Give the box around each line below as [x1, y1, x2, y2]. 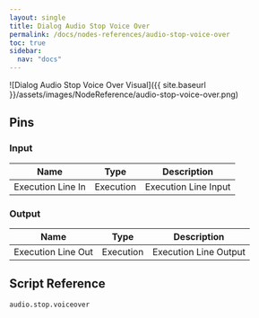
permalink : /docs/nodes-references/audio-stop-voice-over [9, 30, 230, 39]
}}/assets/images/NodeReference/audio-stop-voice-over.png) [9, 89, 239, 100]
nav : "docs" [17, 55, 63, 64]
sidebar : [9, 47, 42, 56]
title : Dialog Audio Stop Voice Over [9, 22, 151, 31]
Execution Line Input [144, 181, 231, 193]
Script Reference [9, 276, 106, 292]
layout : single [9, 13, 66, 22]
